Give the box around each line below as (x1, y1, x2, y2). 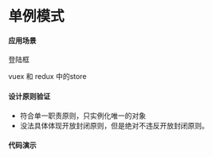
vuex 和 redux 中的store (8, 72, 87, 81)
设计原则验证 (8, 91, 50, 100)
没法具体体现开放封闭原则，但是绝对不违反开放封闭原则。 (19, 120, 209, 130)
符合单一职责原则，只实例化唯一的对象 (19, 111, 146, 120)
